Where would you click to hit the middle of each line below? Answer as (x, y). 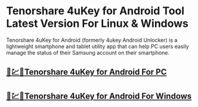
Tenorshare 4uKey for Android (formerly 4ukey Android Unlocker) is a (92, 40)
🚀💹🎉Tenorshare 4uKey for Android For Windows (99, 96)
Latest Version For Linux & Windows (98, 23)
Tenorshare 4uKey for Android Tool (95, 11)
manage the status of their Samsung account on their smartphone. (88, 52)
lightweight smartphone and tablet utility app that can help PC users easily (98, 46)
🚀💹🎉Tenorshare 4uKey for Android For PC (86, 72)
